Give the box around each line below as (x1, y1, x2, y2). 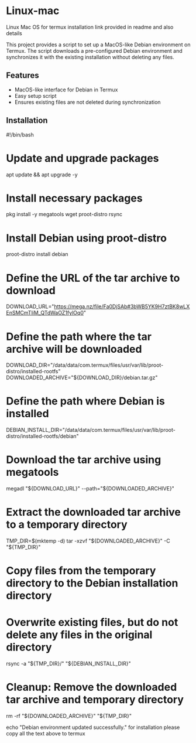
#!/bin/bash (6, 131, 34, 138)
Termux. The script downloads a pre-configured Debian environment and (6, 47, 183, 54)
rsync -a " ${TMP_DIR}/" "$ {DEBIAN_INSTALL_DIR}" (6, 660, 132, 667)
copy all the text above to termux (6, 730, 86, 737)
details (6, 29, 22, 36)
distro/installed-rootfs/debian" (6, 432, 79, 440)
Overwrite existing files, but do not (6, 616, 178, 629)
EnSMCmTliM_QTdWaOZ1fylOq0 (6, 309, 84, 316)
